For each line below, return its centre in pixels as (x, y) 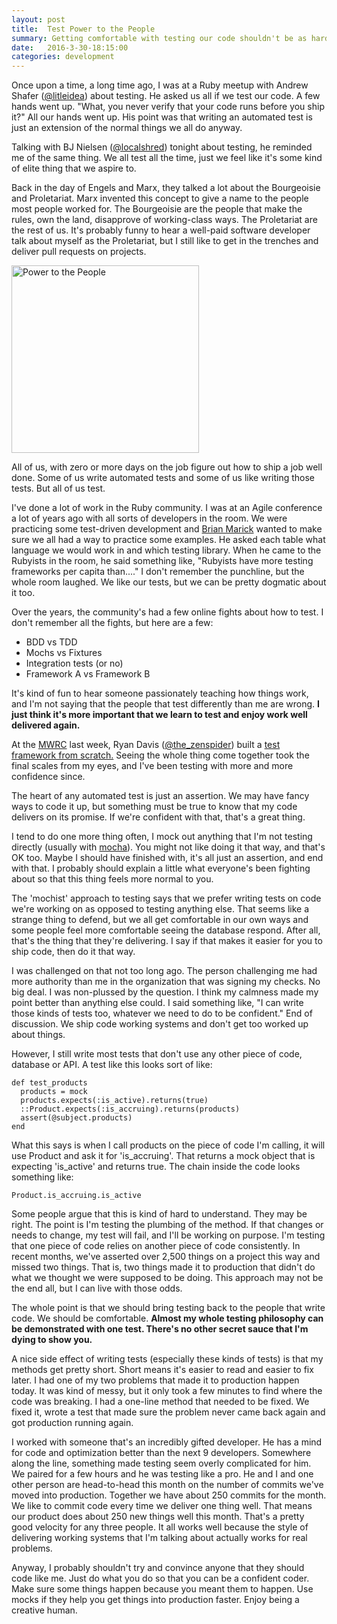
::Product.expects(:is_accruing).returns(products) (130, 1109)
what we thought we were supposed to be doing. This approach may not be (167, 1278)
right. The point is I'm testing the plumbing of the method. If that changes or (167, 1225)
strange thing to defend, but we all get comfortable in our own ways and (160, 920)
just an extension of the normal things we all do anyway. (127, 128)
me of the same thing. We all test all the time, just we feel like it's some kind (167, 158)
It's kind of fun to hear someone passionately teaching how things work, (160, 693)
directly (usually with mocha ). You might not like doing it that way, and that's (168, 847)
